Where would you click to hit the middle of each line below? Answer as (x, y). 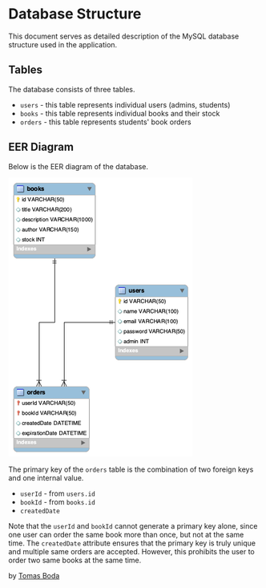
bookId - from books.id (58, 501)
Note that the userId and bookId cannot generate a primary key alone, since (133, 525)
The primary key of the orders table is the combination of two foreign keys (131, 469)
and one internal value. (46, 477)
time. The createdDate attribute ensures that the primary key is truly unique (132, 543)
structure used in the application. (63, 44)
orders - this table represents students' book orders (105, 122)
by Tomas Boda (34, 575)
